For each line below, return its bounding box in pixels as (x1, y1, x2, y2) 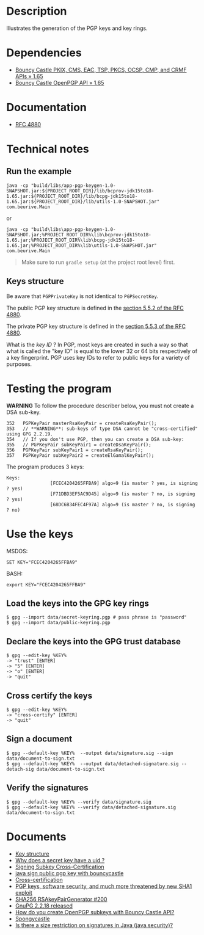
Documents (6, 829, 67, 843)
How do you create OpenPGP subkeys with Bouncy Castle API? (15, 908, 175, 915)
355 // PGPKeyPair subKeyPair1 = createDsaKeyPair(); (6, 442, 151, 448)
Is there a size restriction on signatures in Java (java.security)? (15, 921, 173, 929)
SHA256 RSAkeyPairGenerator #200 (15, 895, 107, 903)
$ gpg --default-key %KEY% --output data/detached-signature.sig (6, 760, 179, 767)
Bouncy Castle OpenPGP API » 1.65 (15, 79, 104, 86)
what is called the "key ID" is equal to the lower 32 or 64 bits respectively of (6, 347, 197, 355)
